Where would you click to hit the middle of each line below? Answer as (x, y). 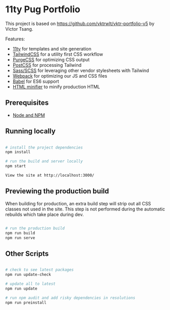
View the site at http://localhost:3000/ (50, 175)
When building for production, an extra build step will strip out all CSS (78, 203)
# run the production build (35, 228)
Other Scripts (27, 254)
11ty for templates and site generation (52, 49)
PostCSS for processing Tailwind (47, 65)
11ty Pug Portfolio (43, 9)
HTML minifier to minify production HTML (56, 87)
